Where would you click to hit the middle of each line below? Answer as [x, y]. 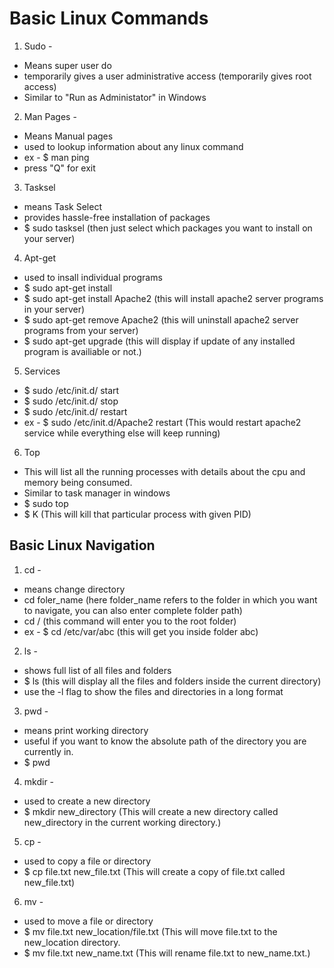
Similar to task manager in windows [97, 493]
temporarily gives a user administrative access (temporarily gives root [167, 76]
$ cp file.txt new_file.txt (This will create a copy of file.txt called [154, 871]
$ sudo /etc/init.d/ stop [71, 401]
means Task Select [62, 206]
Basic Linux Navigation [82, 545]
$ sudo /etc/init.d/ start [71, 390]
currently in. [48, 751]
